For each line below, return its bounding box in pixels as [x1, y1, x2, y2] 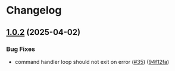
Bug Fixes [6, 45, 36, 53]
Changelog [6, 4, 62, 17]
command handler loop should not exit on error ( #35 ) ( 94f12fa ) [14, 58, 170, 65]
